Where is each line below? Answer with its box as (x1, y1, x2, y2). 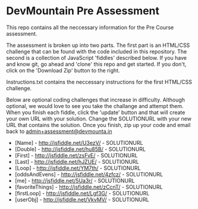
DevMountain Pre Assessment (6, 4, 159, 18)
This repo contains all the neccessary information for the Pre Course (6, 24, 174, 31)
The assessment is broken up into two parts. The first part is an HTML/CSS (6, 42, 190, 49)
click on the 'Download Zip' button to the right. (6, 66, 120, 74)
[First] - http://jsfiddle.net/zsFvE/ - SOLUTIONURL (14, 151, 138, 159)
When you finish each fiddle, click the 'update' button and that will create (6, 109, 186, 116)
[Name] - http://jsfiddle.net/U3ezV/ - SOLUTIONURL (14, 139, 143, 146)
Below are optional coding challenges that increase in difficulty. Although (6, 96, 186, 103)
